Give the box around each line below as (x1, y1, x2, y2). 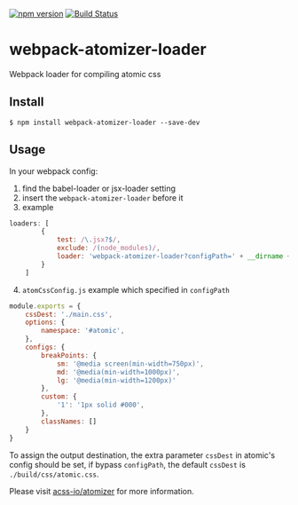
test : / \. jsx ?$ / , (56, 235, 122, 244)
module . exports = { (9, 302, 82, 311)
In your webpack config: (9, 165, 98, 177)
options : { (25, 318, 66, 327)
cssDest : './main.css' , (25, 310, 114, 319)
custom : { (41, 392, 77, 401)
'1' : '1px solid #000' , (56, 400, 145, 410)
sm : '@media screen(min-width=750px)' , (56, 359, 204, 368)
